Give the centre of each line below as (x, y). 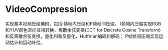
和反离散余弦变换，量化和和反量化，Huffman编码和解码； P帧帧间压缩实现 (82, 36)
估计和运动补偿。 (27, 42)
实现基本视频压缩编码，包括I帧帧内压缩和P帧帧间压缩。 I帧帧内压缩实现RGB (83, 23)
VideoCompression (46, 9)
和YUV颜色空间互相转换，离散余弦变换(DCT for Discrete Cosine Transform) (83, 30)
